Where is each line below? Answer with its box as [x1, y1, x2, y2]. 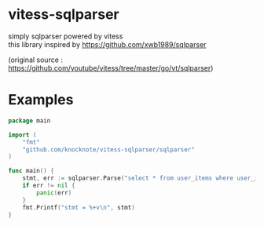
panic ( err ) [36, 188, 72, 197]
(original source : [8, 55, 63, 64]
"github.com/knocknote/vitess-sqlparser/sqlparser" [22, 145, 195, 154]
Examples [8, 91, 74, 109]
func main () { [8, 167, 55, 175]
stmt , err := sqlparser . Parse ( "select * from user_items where [22, 174, 234, 182]
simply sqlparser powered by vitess [8, 31, 123, 41]
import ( [8, 131, 37, 139]
